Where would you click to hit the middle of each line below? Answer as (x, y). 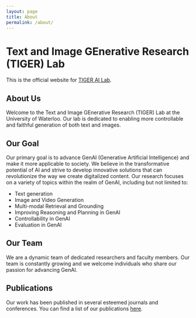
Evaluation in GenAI (38, 225)
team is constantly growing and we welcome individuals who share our (92, 264)
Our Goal (23, 143)
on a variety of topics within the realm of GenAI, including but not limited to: (97, 182)
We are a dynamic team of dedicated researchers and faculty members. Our (98, 257)
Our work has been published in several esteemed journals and (82, 302)
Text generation (33, 193)
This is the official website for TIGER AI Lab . (59, 80)
